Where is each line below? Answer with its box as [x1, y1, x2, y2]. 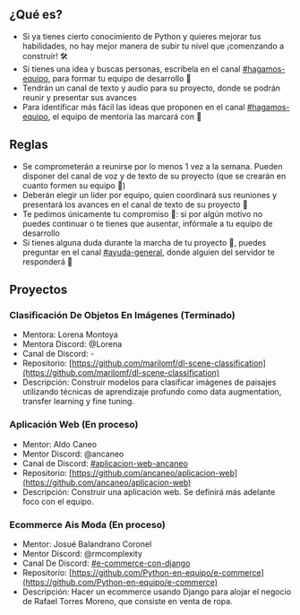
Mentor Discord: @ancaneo [21, 448, 124, 459]
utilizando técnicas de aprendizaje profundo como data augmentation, [21, 386, 282, 397]
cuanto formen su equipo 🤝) [21, 179, 126, 191]
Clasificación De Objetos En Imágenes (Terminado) [9, 308, 236, 321]
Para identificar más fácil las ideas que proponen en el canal [21, 101, 245, 112]
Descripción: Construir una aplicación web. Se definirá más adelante [21, 486, 276, 497]
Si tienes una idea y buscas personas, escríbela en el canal [21, 63, 241, 74]
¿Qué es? [9, 7, 63, 22]
